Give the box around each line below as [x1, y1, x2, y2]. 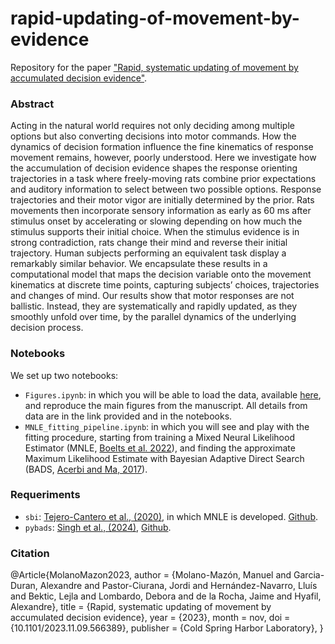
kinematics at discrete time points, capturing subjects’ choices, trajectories [10, 279, 320, 291]
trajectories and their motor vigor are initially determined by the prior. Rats [10, 194, 315, 206]
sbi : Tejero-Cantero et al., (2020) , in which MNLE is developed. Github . [24, 510, 318, 522]
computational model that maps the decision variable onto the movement [10, 268, 312, 281]
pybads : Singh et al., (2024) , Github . [24, 521, 172, 533]
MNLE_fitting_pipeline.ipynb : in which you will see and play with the [24, 420, 310, 432]
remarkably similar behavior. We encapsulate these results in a [10, 258, 268, 270]
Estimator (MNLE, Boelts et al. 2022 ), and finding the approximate [24, 442, 296, 454]
